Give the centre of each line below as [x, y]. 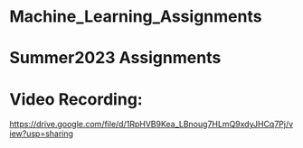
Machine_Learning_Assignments [136, 17]
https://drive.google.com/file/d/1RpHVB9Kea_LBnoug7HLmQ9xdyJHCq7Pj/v [151, 125]
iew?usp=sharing [42, 134]
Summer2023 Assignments [115, 58]
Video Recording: [76, 99]
